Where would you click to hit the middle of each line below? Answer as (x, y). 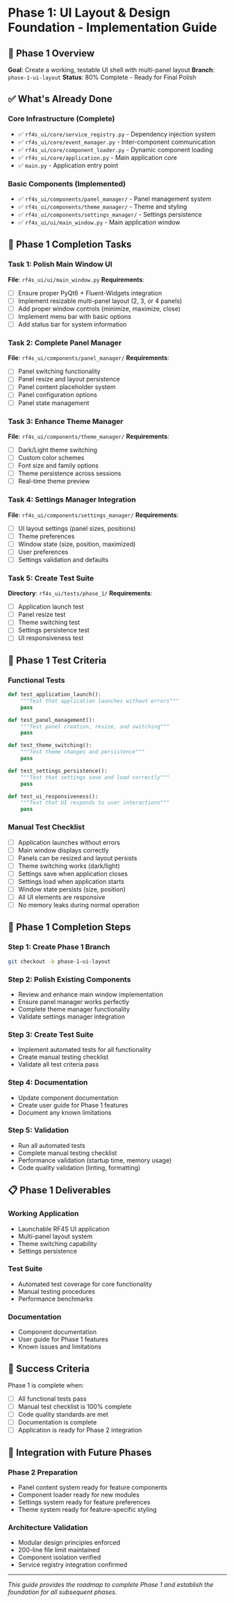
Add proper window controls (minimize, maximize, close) (99, 309)
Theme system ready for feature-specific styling (87, 1509)
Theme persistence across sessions (69, 473)
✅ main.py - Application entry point (68, 165)
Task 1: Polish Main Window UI (60, 264)
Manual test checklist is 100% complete (75, 1406)
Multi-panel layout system (55, 1236)
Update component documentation (68, 1098)
